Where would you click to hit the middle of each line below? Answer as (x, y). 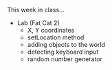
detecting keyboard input (63, 52)
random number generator (65, 59)
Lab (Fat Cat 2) (38, 23)
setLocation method (56, 37)
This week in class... (36, 10)
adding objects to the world (66, 45)
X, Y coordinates (51, 30)
